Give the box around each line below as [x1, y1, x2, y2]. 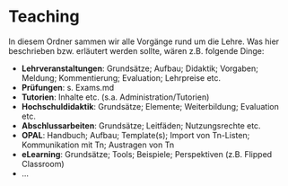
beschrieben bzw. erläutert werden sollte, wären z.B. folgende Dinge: [8, 45, 265, 56]
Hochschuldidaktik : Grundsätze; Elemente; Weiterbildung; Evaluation [21, 101, 279, 111]
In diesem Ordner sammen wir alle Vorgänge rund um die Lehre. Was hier [8, 36, 280, 47]
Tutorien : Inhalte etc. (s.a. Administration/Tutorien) [21, 92, 210, 102]
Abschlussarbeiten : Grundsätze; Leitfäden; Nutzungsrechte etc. [21, 120, 261, 131]
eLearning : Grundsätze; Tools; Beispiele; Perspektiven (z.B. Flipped [21, 148, 273, 159]
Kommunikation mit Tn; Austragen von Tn [21, 139, 175, 150]
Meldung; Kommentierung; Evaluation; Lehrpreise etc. [21, 72, 222, 83]
